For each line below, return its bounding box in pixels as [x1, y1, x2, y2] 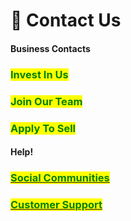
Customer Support [10, 197, 103, 211]
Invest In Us [10, 67, 69, 81]
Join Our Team [10, 94, 83, 108]
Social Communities [10, 171, 110, 185]
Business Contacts [10, 42, 91, 54]
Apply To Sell [10, 121, 77, 135]
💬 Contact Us [10, 9, 122, 32]
